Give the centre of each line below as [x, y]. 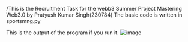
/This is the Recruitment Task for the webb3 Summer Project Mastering [94, 9]
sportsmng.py [23, 21]
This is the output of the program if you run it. [62, 33]
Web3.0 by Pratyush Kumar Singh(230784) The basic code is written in [94, 15]
